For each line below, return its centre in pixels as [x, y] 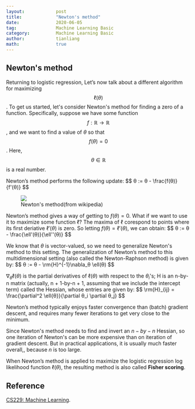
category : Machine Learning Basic [60, 33]
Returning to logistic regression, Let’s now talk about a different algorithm [95, 82]
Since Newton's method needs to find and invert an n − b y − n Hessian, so [95, 331]
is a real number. [26, 169]
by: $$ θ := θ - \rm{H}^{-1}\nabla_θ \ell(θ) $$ [60, 264]
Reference [25, 386]
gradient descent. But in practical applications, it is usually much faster [92, 343]
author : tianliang [43, 39]
